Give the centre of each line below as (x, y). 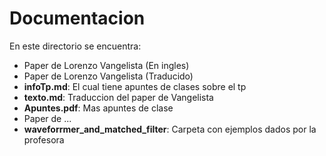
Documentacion (77, 18)
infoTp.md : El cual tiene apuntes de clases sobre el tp (135, 86)
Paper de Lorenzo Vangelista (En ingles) (106, 65)
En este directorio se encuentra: (75, 46)
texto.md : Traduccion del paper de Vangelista (118, 97)
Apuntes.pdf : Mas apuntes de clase (98, 108)
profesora (44, 139)
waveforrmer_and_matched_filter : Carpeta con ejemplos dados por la (170, 129)
